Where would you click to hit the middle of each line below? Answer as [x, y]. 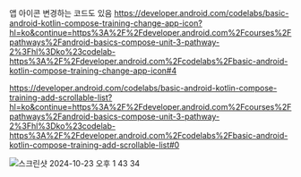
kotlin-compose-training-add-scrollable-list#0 [95, 145]
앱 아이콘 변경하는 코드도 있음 [61, 13]
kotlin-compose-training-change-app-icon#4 [93, 71]
